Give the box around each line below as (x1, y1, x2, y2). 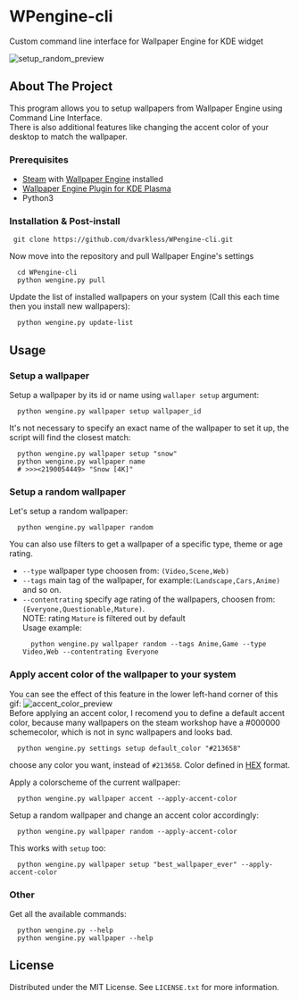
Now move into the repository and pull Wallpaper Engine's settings (9, 251, 254, 262)
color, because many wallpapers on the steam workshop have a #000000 (9, 717, 281, 728)
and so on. (21, 585, 62, 596)
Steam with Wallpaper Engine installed (21, 174, 163, 185)
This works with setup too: (9, 842, 106, 854)
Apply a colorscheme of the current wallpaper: (9, 777, 181, 787)
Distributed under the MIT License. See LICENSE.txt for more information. (9, 981, 279, 992)
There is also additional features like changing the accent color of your (9, 121, 270, 132)
